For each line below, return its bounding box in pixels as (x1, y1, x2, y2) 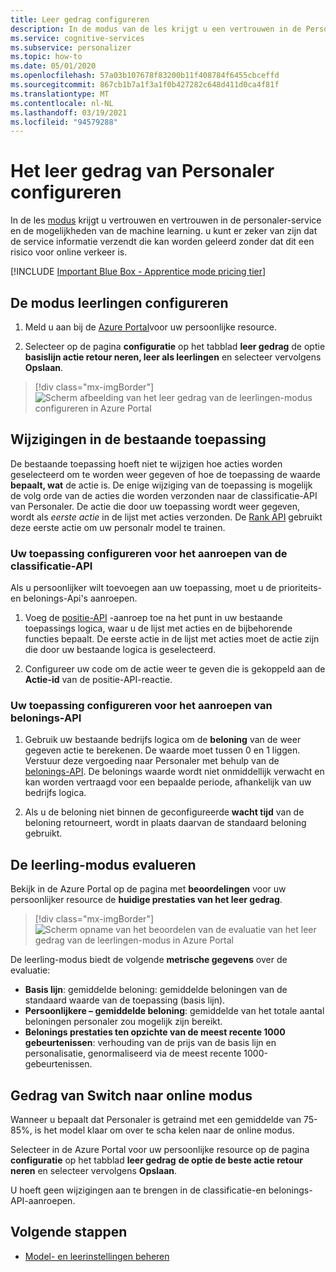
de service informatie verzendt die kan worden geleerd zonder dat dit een (10, 236, 315, 248)
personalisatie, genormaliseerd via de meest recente (24, 1047, 242, 1060)
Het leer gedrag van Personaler (10, 160, 275, 183)
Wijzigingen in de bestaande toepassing (10, 431, 267, 448)
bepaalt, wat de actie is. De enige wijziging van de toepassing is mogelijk (10, 479, 313, 491)
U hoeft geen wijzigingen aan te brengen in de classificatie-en (10, 1184, 267, 1196)
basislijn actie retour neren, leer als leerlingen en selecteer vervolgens (24, 351, 322, 363)
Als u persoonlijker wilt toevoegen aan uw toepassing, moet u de (10, 582, 277, 594)
